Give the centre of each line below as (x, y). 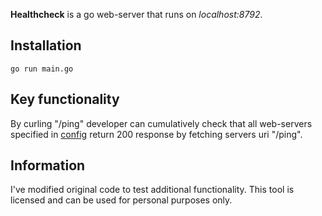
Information (48, 165)
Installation (46, 45)
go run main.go (42, 69)
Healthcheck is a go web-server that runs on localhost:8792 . (136, 14)
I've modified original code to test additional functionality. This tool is (152, 190)
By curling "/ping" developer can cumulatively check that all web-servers (161, 123)
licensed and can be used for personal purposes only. (121, 200)
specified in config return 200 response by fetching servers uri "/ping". (156, 134)
